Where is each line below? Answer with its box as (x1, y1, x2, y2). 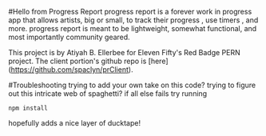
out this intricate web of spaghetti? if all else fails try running (8, 89, 208, 98)
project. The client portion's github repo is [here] (8, 56, 169, 66)
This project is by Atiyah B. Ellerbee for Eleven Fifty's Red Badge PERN (8, 48, 241, 57)
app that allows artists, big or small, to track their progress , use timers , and (8, 15, 259, 25)
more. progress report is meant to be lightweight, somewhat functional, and (8, 24, 257, 33)
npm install (8, 104, 48, 112)
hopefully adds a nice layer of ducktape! (8, 118, 141, 127)
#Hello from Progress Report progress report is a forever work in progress (8, 7, 252, 16)
